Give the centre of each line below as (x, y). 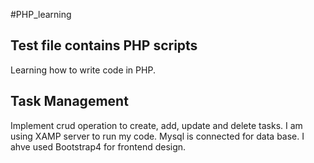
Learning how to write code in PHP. (83, 70)
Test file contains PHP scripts (104, 45)
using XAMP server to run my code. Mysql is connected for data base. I (157, 136)
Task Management (69, 101)
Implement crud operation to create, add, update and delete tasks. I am (156, 125)
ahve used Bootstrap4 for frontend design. (98, 146)
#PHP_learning (41, 14)
